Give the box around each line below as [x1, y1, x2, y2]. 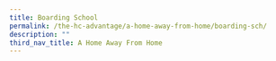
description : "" [9, 30, 70, 39]
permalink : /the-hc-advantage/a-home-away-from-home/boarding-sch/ [9, 22, 268, 30]
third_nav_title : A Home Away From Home [9, 38, 164, 48]
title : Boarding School [9, 13, 99, 22]
